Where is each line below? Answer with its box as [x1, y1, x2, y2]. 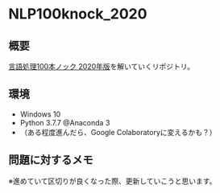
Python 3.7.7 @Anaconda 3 [19, 117, 110, 127]
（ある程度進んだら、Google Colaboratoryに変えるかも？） [19, 127, 217, 137]
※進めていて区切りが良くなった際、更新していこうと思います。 [8, 176, 217, 186]
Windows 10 [19, 109, 61, 119]
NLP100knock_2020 [8, 5, 147, 23]
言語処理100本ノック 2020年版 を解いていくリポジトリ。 [8, 62, 195, 71]
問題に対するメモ [8, 154, 93, 167]
